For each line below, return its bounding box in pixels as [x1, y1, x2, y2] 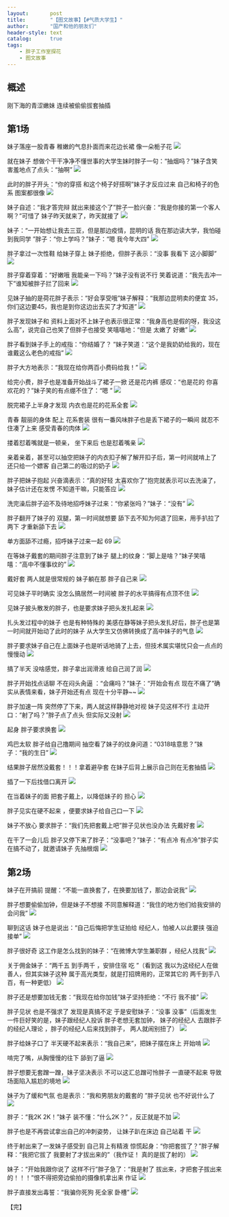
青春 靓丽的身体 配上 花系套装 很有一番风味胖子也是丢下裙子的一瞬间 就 [7, 416, 207, 424]
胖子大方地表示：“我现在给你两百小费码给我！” [7, 364, 139, 372]
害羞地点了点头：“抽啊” [7, 166, 73, 174]
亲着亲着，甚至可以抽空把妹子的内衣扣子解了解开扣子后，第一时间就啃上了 [7, 453, 217, 462]
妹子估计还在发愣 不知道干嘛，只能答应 [7, 485, 117, 493]
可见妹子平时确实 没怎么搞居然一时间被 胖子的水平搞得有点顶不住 [7, 590, 190, 598]
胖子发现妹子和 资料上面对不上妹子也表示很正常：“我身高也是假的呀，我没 [7, 317, 215, 325]
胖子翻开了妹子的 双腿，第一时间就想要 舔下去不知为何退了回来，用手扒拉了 [7, 514, 220, 523]
